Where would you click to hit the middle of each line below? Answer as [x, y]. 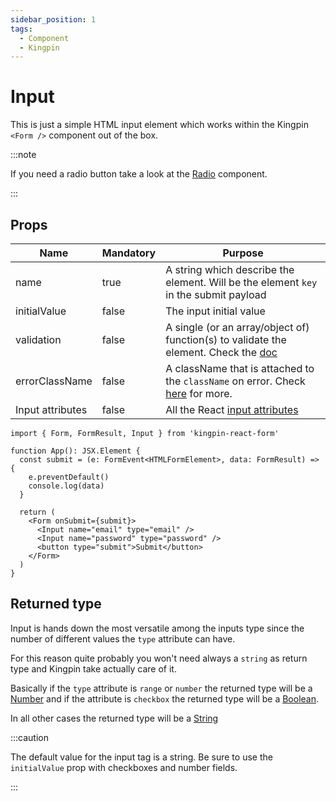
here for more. [199, 393]
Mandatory [129, 253]
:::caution [30, 737]
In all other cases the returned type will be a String [114, 718]
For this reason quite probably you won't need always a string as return [159, 658]
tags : [21, 29]
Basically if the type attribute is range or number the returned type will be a [161, 688]
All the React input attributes [232, 409]
